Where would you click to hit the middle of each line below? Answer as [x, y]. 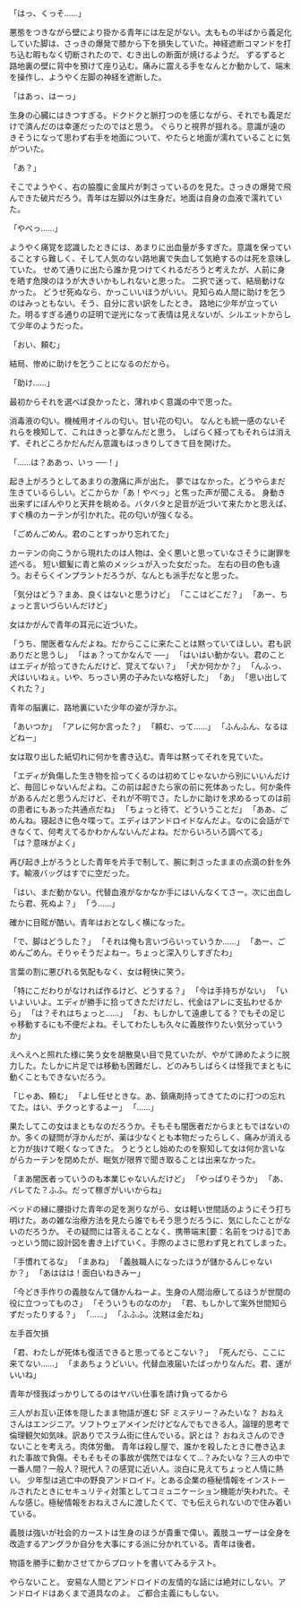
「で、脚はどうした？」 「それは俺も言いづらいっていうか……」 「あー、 [143, 941]
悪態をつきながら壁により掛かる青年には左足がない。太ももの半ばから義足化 [150, 32]
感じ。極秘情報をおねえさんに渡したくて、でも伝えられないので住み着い [158, 1502]
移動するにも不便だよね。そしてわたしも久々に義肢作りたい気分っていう [150, 1024]
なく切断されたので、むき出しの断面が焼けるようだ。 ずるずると [167, 55]
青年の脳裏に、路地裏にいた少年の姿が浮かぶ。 [95, 707]
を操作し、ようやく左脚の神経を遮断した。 [88, 77]
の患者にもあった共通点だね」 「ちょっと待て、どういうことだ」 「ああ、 [145, 809]
